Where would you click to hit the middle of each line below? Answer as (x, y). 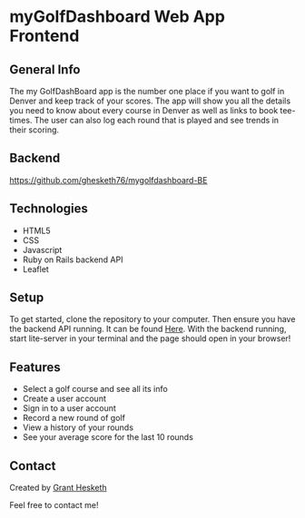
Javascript (42, 249)
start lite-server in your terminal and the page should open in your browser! (150, 338)
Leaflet (36, 269)
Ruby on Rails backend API (73, 259)
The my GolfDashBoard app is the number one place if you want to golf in (147, 91)
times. (21, 120)
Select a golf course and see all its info (95, 389)
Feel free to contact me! (54, 505)
